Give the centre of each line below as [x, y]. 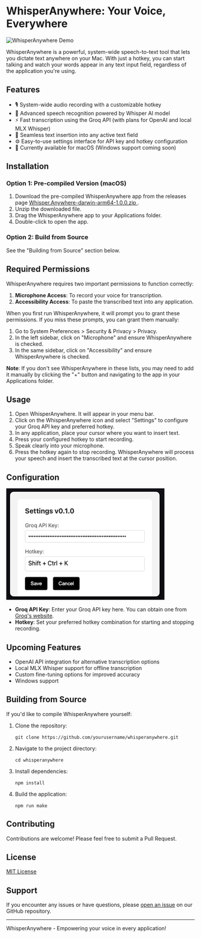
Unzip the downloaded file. [48, 209]
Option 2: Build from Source [47, 237]
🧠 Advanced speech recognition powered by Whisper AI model [92, 113]
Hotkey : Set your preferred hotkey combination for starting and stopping [104, 622]
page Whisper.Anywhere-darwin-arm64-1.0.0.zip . [77, 203]
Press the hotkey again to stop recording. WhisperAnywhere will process [104, 452]
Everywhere [37, 24]
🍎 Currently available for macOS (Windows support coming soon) [95, 147]
